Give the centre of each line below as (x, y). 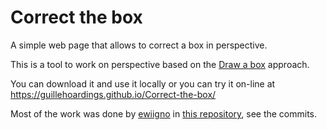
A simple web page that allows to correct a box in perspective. (139, 45)
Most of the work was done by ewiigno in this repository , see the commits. (164, 113)
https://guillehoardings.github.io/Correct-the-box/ (113, 94)
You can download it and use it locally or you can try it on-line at (143, 83)
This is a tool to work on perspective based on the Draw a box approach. (160, 64)
